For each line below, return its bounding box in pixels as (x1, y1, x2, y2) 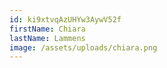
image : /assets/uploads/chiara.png (9, 42, 158, 53)
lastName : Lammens (9, 33, 86, 43)
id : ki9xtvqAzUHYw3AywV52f (9, 14, 122, 25)
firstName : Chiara (9, 24, 86, 34)
